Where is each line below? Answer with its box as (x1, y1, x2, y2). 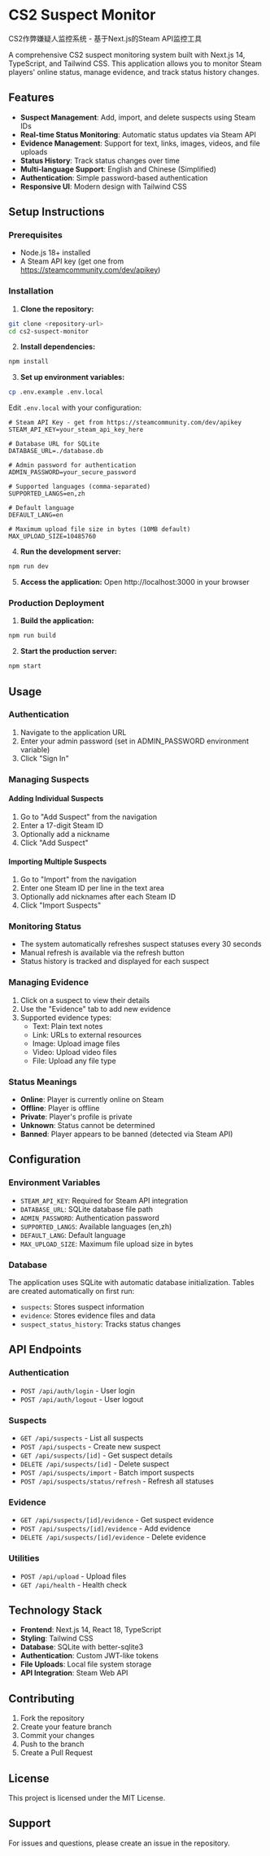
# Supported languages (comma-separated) (8, 482, 151, 491)
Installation (8, 285, 54, 297)
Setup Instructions (8, 205, 105, 219)
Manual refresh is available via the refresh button (20, 948, 185, 957)
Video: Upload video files (32, 1047, 117, 1057)
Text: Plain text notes (32, 1021, 103, 1030)
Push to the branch (20, 1739, 85, 1749)
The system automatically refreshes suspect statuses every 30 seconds (20, 939, 262, 949)
